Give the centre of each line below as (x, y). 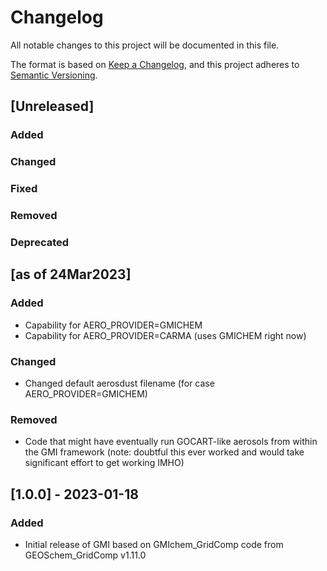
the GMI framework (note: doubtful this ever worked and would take (164, 452)
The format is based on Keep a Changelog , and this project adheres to (155, 64)
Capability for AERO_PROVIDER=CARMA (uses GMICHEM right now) (165, 335)
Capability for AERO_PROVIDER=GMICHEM (113, 325)
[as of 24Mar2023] (71, 274)
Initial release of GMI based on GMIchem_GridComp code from (154, 544)
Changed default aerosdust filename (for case (119, 383)
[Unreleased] (52, 106)
